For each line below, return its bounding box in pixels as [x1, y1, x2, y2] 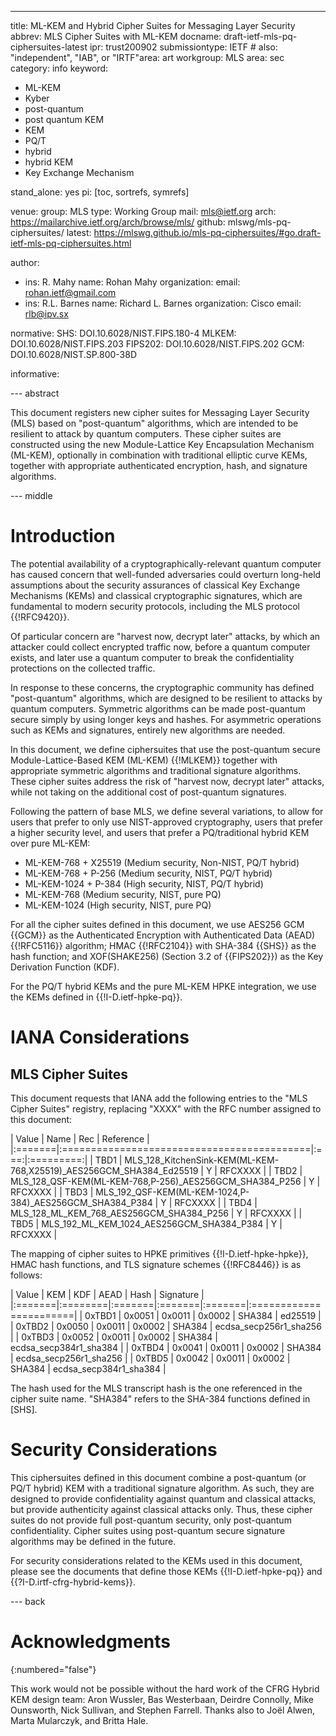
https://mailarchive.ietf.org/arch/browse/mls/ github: [10, 216, 226, 228]
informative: [10, 368, 60, 380]
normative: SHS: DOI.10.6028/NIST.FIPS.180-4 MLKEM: [10, 327, 237, 339]
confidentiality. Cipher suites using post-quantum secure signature [10, 1524, 286, 1536]
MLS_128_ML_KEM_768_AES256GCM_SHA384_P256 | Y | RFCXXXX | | [10, 1207, 303, 1219]
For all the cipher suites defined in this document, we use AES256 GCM [10, 918, 305, 930]
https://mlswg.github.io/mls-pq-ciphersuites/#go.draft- [93, 227, 322, 238]
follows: [10, 1269, 43, 1281]
